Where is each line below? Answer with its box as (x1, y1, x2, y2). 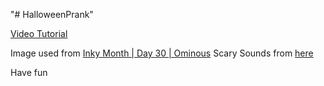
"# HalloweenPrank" (10, 9, 94, 20)
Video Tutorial (10, 28, 68, 39)
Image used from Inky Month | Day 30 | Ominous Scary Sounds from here (10, 47, 314, 59)
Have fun (10, 67, 48, 78)
